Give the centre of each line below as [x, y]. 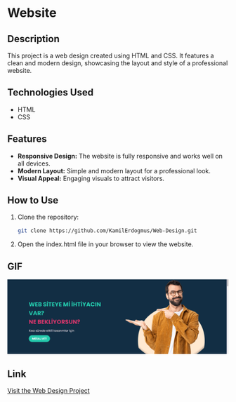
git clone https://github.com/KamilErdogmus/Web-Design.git [107, 231]
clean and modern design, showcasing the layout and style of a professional [118, 63]
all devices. [34, 163]
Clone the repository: [48, 217]
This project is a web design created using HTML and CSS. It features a [111, 55]
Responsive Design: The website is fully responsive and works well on [120, 156]
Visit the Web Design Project [48, 391]
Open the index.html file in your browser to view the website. [105, 244]
